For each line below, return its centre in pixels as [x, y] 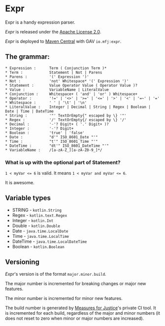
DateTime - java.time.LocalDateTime [49, 241]
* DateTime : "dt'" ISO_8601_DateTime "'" [57, 146]
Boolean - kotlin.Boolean [38, 246]
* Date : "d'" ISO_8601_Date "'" [51, 137]
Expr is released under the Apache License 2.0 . [53, 32]
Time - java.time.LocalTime [40, 236]
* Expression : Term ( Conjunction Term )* [56, 68]
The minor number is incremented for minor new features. [64, 298]
